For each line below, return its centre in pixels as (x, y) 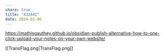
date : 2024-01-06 (24, 19)
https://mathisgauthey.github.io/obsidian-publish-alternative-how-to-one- (82, 33)
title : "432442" (22, 14)
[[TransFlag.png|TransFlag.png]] (39, 48)
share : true (18, 10)
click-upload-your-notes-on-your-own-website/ (55, 38)
